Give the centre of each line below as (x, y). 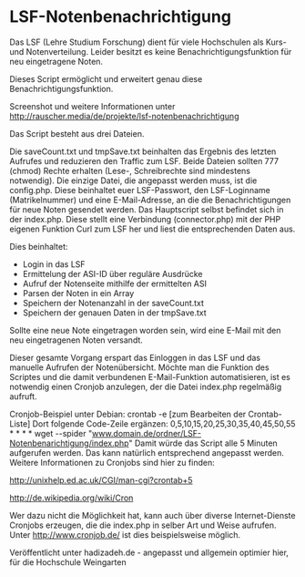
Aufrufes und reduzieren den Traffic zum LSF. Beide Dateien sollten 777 (144, 160)
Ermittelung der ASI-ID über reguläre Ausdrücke (112, 273)
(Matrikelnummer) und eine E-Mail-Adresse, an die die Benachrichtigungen (150, 200)
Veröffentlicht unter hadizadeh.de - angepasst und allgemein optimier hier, (149, 552)
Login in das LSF (54, 264)
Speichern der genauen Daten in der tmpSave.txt (114, 313)
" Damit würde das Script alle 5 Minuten (203, 443)
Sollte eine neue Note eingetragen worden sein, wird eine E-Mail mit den (145, 330)
